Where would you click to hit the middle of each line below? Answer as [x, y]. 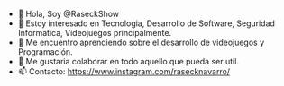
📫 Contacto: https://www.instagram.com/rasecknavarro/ [124, 71]
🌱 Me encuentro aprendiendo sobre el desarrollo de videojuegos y [141, 42]
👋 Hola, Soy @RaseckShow [69, 14]
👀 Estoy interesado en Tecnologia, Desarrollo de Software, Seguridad [146, 23]
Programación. [46, 52]
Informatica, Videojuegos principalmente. [95, 33]
